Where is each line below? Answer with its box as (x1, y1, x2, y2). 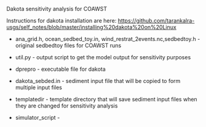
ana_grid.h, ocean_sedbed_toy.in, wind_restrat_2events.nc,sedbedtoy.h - (15, 35, 200, 42)
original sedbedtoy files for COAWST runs (15, 42, 122, 49)
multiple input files (15, 84, 63, 91)
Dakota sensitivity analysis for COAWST (6, 5, 108, 12)
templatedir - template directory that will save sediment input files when (15, 96, 198, 103)
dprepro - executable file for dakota (15, 65, 106, 73)
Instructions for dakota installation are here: (6, 17, 117, 24)
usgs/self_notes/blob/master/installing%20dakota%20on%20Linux (6, 24, 176, 31)
